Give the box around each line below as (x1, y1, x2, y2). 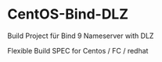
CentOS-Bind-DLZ (7, 5, 129, 23)
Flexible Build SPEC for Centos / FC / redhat (7, 46, 149, 55)
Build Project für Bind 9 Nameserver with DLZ (7, 31, 154, 40)
